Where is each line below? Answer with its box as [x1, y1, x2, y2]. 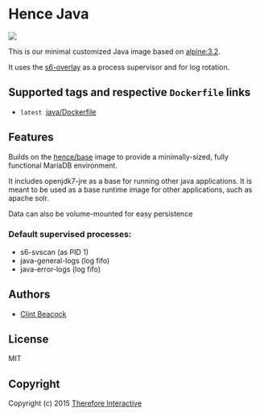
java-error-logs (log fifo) [19, 264, 101, 274]
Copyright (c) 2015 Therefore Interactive [8, 398, 142, 408]
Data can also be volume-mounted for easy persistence [8, 209, 193, 218]
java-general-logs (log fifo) [19, 256, 110, 265]
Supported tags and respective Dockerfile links [8, 85, 251, 99]
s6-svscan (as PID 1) [19, 247, 89, 256]
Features [8, 131, 54, 144]
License [8, 332, 49, 347]
